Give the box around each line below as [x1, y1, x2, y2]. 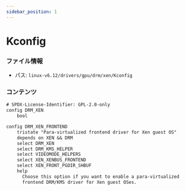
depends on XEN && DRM [17, 135, 73, 141]
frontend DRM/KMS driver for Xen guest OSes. [21, 179, 137, 185]
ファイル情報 [6, 57, 43, 65]
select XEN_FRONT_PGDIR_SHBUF [17, 162, 92, 169]
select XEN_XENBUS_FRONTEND [17, 157, 86, 163]
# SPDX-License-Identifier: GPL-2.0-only [6, 102, 111, 108]
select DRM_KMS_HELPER [17, 146, 73, 152]
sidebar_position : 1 [6, 8, 58, 15]
